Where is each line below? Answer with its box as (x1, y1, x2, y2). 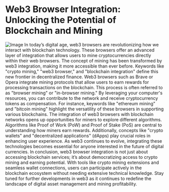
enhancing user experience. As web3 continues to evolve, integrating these (5, 138, 162, 144)
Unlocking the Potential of (5, 14, 117, 26)
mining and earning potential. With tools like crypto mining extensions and (5, 159, 159, 165)
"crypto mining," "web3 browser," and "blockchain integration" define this (5, 68, 159, 74)
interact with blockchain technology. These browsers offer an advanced (5, 47, 155, 53)
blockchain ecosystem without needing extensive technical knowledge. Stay (5, 170, 164, 176)
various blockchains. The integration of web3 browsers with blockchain (5, 111, 154, 117)
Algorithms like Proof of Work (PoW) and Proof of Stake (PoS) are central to (5, 122, 162, 128)
